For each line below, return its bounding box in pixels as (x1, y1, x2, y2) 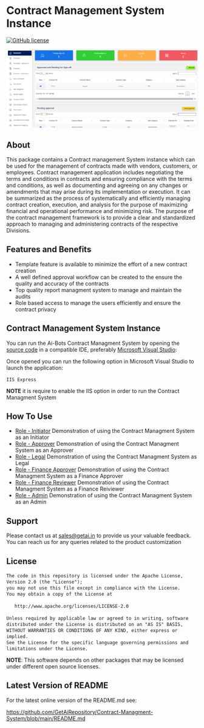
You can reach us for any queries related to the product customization (6, 539, 182, 546)
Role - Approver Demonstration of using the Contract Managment (15, 440, 179, 447)
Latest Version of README (6, 681, 109, 691)
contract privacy (15, 305, 56, 313)
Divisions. (6, 226, 31, 234)
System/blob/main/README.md (6, 715, 86, 722)
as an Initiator (15, 434, 50, 441)
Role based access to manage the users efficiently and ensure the (15, 299, 181, 307)
